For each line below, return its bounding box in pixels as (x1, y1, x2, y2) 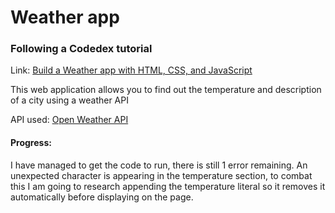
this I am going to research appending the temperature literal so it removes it (10, 180, 326, 192)
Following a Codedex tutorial (10, 42, 153, 56)
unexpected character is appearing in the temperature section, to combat (10, 169, 313, 181)
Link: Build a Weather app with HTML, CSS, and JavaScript (10, 64, 253, 76)
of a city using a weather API (10, 94, 129, 106)
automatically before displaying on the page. (10, 191, 194, 203)
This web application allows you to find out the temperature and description (10, 84, 322, 96)
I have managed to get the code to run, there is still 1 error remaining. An (10, 159, 308, 171)
